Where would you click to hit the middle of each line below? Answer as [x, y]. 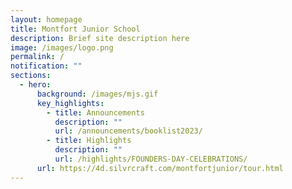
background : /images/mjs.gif [97, 94]
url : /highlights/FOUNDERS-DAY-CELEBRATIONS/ [151, 159]
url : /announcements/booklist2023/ [128, 131]
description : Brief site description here [100, 38]
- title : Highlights [89, 141]
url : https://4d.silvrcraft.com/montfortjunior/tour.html [160, 168]
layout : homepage [46, 19]
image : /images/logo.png [62, 47]
